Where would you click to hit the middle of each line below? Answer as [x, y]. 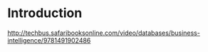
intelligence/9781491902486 [49, 40]
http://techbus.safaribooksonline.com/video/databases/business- [104, 33]
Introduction [45, 13]
